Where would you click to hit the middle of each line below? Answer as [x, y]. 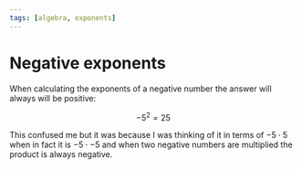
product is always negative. [61, 154]
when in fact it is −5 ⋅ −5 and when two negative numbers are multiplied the [151, 145]
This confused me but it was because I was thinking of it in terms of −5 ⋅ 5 [149, 135]
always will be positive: [53, 98]
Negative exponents [88, 63]
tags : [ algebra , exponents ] [63, 18]
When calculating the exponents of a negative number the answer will [141, 89]
